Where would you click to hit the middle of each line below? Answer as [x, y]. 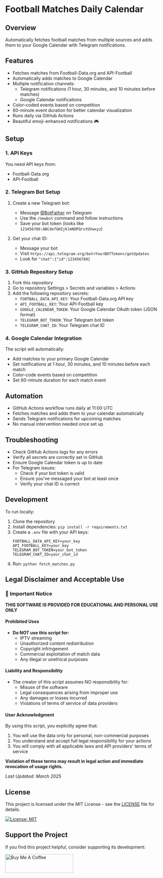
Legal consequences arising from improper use [69, 692]
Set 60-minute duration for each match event [59, 380]
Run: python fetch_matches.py [44, 564]
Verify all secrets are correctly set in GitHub [58, 457]
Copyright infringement [44, 648]
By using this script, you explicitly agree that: [52, 726]
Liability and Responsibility [34, 671]
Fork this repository [33, 283]
